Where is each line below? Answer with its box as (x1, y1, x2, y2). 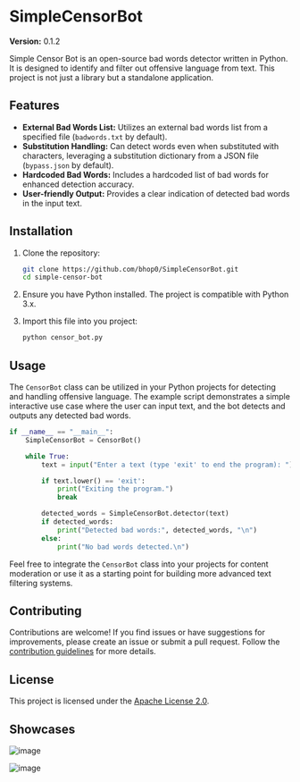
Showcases (9, 721, 76, 736)
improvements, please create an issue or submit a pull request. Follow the (9, 636, 280, 647)
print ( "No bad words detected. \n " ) (56, 542, 190, 551)
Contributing (9, 603, 82, 618)
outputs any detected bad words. (9, 410, 131, 421)
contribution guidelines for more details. (9, 646, 156, 657)
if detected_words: (41, 517, 114, 526)
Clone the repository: (21, 248, 101, 258)
